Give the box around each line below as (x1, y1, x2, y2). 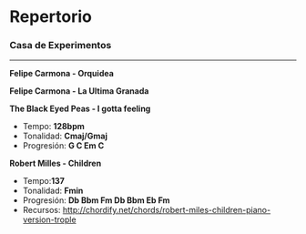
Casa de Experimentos (9, 39, 112, 52)
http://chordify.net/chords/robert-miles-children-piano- (62, 205, 271, 216)
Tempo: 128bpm (22, 121, 85, 132)
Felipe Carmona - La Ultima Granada (9, 86, 149, 97)
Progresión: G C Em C (22, 140, 105, 151)
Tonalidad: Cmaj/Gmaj (22, 130, 107, 142)
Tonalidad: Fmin (22, 185, 84, 197)
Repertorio (9, 6, 93, 27)
